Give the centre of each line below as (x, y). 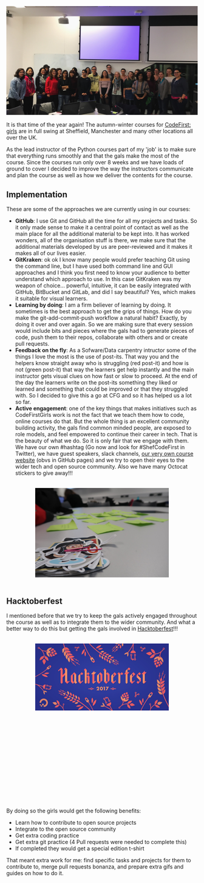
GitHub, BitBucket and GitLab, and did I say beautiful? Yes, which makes (105, 292)
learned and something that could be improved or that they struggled (101, 389)
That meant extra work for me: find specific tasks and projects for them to (99, 860)
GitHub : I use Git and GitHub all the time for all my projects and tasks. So (106, 221)
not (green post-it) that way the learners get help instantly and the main (104, 370)
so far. (23, 402)
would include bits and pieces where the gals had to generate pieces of (104, 331)
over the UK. (22, 138)
